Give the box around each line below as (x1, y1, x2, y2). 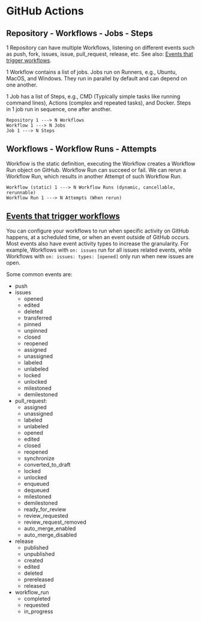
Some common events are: (6, 270, 73, 277)
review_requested (23, 512, 68, 519)
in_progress (23, 608, 53, 615)
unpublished (23, 550, 55, 557)
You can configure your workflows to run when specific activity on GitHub (6, 227, 189, 234)
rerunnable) (6, 189, 36, 196)
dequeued (23, 486, 50, 494)
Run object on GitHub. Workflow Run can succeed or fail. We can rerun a (6, 166, 187, 174)
